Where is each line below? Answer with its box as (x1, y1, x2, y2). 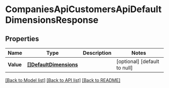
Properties (5, 34, 39, 43)
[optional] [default (116, 58, 159, 65)
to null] (116, 64, 133, 71)
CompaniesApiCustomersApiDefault (5, 4, 162, 15)
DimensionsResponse (5, 14, 99, 26)
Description (82, 50, 112, 56)
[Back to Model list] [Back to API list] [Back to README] (5, 77, 121, 83)
